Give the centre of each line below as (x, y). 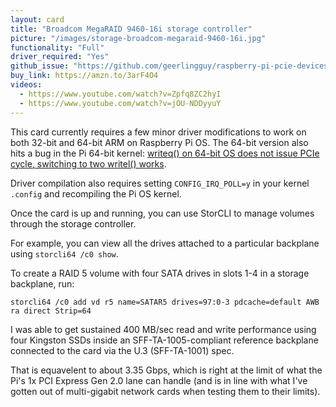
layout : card (37, 19)
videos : (26, 85)
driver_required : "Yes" (60, 57)
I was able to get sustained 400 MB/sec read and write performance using (163, 329)
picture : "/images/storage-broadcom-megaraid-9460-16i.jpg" (138, 38)
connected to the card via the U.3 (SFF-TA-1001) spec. (122, 350)
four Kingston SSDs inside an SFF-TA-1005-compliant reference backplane (164, 340)
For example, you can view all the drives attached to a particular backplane (165, 243)
